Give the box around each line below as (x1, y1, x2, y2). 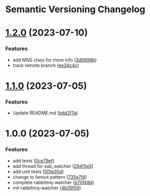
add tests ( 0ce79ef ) (12, 157, 55, 164)
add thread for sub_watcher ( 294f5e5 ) (12, 163, 94, 169)
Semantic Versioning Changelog (5, 4, 145, 15)
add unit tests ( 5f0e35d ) (12, 168, 64, 175)
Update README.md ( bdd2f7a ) (12, 110, 78, 116)
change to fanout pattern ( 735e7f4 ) (12, 174, 87, 180)
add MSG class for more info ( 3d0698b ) (12, 57, 97, 63)
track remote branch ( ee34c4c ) (12, 62, 79, 68)
